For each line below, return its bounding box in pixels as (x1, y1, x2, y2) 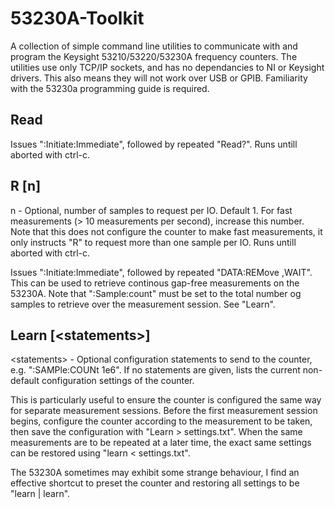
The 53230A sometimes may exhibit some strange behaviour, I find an (10, 467, 300, 479)
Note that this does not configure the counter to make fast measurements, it (10, 225, 323, 237)
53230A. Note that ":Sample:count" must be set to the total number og (10, 287, 302, 299)
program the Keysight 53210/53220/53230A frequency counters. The (10, 50, 298, 62)
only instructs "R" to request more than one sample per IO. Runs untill (10, 236, 297, 248)
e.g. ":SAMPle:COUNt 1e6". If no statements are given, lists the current (10, 364, 301, 376)
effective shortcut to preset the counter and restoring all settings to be (10, 477, 300, 489)
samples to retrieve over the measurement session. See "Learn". (10, 298, 276, 310)
